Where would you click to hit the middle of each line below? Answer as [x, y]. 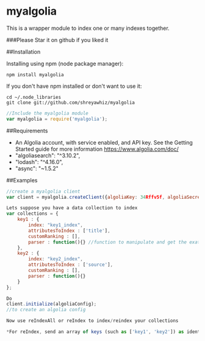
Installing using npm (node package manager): [65, 63]
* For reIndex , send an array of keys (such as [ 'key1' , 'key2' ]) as [95, 332]
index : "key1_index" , [56, 225]
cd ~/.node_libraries [34, 97]
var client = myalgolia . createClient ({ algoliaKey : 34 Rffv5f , [86, 197]
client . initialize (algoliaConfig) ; [52, 304]
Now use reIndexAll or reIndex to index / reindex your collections [92, 321]
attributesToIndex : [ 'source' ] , [71, 265]
